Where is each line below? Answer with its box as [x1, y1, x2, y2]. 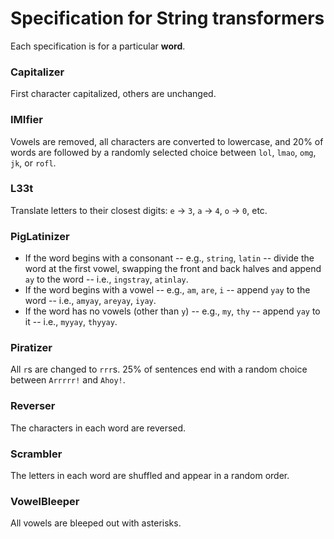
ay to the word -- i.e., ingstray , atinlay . [24, 273, 189, 286]
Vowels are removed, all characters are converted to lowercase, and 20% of [10, 135, 324, 147]
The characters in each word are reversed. [10, 422, 187, 434]
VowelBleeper [10, 494, 80, 508]
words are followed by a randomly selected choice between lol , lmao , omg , [10, 146, 317, 158]
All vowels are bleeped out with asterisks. [10, 517, 182, 529]
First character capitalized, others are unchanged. [10, 88, 217, 100]
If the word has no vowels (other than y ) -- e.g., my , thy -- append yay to [24, 305, 321, 317]
